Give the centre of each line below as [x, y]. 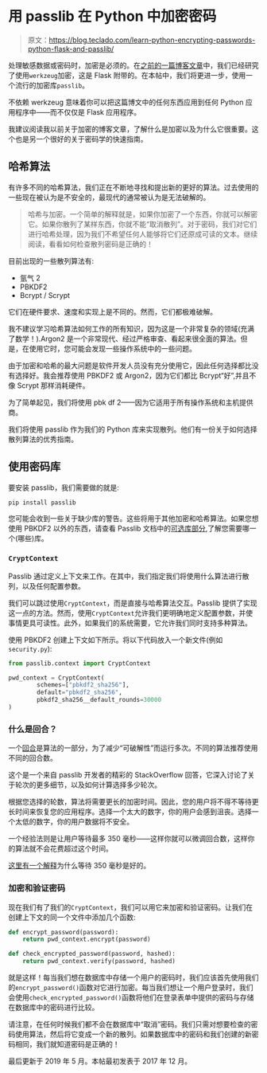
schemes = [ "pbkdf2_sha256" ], [83, 685]
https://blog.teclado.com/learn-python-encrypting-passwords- [152, 40]
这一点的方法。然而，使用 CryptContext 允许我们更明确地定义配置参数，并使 [130, 613]
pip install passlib [43, 503]
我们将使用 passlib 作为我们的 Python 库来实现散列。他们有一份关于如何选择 [133, 429]
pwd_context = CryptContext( [56, 678]
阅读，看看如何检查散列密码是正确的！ [90, 244]
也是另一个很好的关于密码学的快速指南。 [81, 139]
